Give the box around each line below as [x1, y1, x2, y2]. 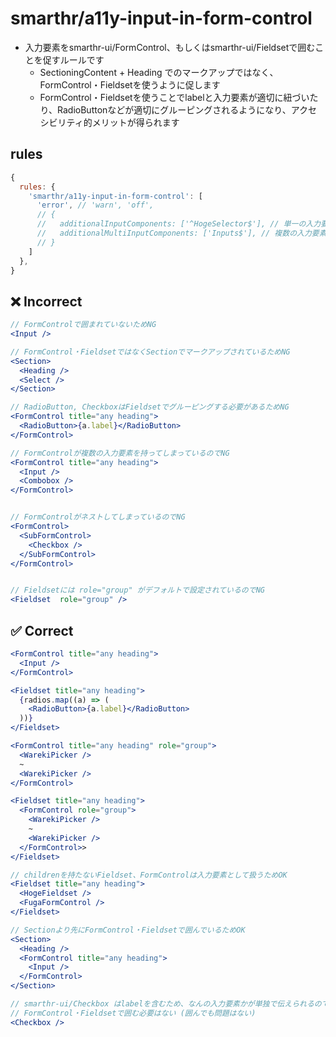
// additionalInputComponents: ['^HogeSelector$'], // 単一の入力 [36, 219, 322, 229]
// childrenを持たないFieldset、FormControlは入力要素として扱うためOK [10, 870, 288, 880]
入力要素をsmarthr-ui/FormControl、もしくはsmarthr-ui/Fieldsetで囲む [24, 41, 316, 53]
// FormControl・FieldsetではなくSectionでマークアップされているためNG [10, 347, 291, 357]
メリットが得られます [91, 116, 180, 128]
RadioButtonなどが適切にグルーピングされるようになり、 [57, 103, 292, 116]
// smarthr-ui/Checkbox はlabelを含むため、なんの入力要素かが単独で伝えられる [10, 999, 315, 1009]
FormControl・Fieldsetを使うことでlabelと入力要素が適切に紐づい [39, 91, 310, 103]
